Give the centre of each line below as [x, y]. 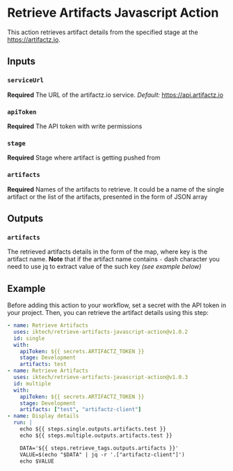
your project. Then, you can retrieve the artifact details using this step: [108, 313]
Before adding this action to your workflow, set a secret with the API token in [117, 305]
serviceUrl [25, 80]
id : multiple [32, 384]
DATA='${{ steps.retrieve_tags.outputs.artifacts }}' [99, 448]
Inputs [22, 62]
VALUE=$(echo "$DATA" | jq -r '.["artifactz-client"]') [103, 454]
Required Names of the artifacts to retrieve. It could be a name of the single [116, 189]
